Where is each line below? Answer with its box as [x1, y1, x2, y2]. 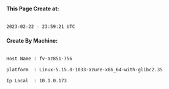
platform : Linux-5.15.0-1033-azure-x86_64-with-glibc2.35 [6, 67, 163, 73]
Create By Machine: [6, 37, 58, 44]
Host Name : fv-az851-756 [6, 55, 72, 62]
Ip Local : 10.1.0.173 [6, 78, 67, 84]
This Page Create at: [6, 5, 59, 12]
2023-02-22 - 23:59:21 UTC [6, 24, 75, 30]
